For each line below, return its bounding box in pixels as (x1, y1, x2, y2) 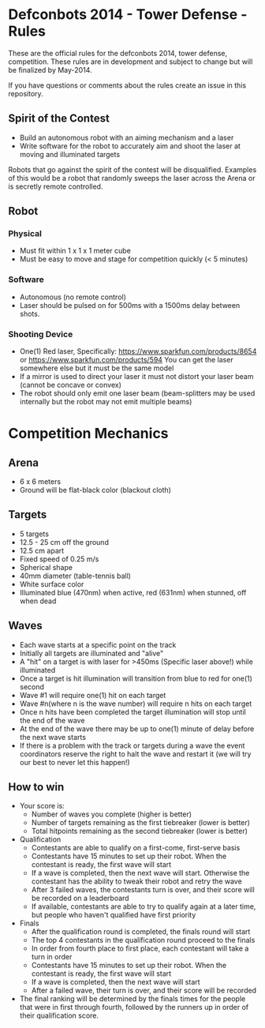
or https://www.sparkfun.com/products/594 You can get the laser (19, 355, 234, 365)
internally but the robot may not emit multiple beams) (19, 397, 192, 407)
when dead (19, 596, 57, 606)
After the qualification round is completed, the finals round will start (31, 927, 251, 936)
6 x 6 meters (19, 477, 62, 486)
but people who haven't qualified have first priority (31, 910, 196, 920)
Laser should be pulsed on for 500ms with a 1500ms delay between (19, 300, 241, 310)
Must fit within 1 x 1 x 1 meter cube (19, 246, 132, 256)
